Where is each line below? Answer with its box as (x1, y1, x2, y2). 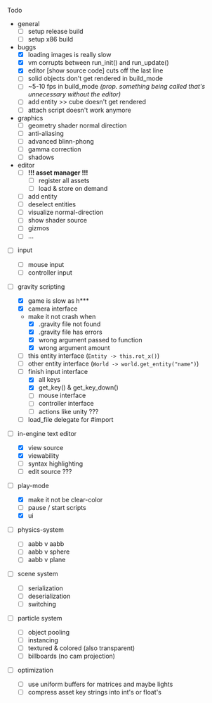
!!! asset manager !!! (27, 168, 88, 177)
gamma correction (27, 144, 82, 154)
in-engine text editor (17, 429, 77, 437)
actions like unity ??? (38, 407, 99, 416)
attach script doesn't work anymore (27, 106, 131, 114)
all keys (38, 375, 61, 384)
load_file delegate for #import (27, 415, 114, 423)
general (17, 20, 40, 27)
